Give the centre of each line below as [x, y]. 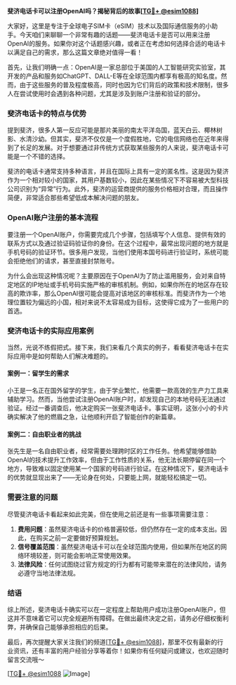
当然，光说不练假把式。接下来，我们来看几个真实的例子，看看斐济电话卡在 [115, 347]
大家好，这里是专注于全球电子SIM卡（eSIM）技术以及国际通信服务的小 [110, 26]
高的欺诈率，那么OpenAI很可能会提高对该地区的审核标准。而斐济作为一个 [113, 293]
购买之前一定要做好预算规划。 [79, 537]
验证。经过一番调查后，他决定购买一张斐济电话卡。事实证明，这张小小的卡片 [118, 408]
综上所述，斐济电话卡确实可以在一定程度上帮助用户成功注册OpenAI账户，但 [117, 609]
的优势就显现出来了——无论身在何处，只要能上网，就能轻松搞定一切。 [109, 478]
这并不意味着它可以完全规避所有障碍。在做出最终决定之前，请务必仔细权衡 [115, 618]
